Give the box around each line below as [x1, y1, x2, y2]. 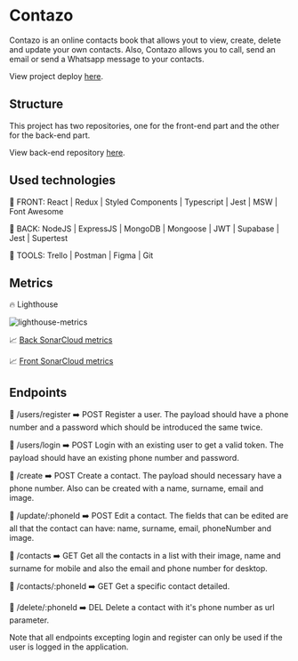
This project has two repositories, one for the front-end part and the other [9, 120, 280, 131]
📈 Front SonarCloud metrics [9, 356, 114, 367]
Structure [9, 97, 64, 112]
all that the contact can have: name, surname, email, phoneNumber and [9, 523, 272, 534]
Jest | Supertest [9, 232, 68, 243]
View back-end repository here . [9, 147, 126, 157]
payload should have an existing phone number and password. [9, 453, 240, 464]
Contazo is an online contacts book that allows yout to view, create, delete [9, 35, 282, 45]
